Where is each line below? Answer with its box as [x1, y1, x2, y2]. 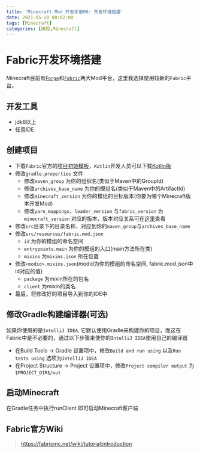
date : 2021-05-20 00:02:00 [6, 14, 74, 20]
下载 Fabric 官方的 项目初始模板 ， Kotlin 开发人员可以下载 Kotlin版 [14, 162, 172, 169]
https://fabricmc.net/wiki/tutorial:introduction [20, 440, 132, 448]
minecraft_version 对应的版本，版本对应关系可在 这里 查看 [23, 215, 166, 222]
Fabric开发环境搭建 [6, 54, 102, 67]
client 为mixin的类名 [23, 282, 76, 289]
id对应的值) [14, 267, 43, 274]
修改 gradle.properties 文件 [14, 170, 84, 177]
